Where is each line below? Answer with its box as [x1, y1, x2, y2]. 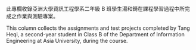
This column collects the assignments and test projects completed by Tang [6, 24, 191, 32]
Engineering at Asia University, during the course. [6, 37, 128, 44]
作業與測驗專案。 [16, 12, 58, 20]
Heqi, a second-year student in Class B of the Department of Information [6, 31, 185, 37]
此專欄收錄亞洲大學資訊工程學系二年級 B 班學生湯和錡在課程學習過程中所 [6, 5, 185, 12]
